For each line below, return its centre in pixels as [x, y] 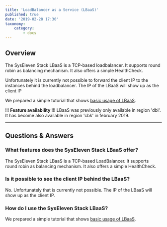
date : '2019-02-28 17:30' [32, 19]
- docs [30, 33]
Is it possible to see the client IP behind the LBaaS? [68, 179]
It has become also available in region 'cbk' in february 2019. [67, 115]
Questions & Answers [39, 136]
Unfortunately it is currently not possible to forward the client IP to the [77, 80]
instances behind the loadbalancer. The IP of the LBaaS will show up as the [82, 85]
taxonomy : [15, 24]
